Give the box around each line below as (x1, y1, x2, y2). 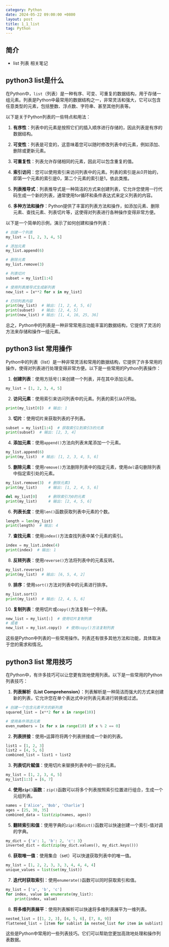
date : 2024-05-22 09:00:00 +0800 (6, 12, 76, 17)
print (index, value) (15, 896, 58, 901)
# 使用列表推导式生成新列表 (6, 285, 56, 290)
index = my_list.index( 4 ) (6, 543, 60, 548)
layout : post (6, 17, 33, 22)
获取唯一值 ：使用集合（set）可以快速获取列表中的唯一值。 (13, 853, 134, 859)
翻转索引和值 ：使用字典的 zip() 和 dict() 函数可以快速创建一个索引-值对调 (13, 822, 163, 828)
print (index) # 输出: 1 (6, 548, 56, 553)
